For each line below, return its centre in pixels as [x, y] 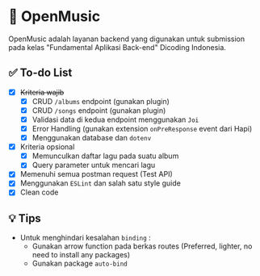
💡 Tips [25, 218]
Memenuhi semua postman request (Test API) [96, 174]
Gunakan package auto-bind [80, 263]
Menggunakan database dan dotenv [92, 138]
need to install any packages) [81, 255]
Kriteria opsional [47, 147]
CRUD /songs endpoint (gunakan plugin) [99, 110]
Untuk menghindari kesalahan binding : [85, 238]
